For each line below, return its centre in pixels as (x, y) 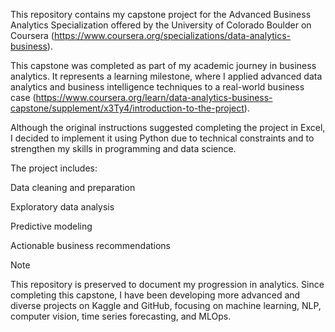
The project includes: (54, 168)
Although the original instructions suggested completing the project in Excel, (168, 127)
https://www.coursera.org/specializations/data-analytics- (172, 35)
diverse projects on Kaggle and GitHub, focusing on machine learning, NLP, (166, 305)
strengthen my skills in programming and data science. (123, 148)
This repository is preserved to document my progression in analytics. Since (167, 284)
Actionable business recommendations (91, 245)
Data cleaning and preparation (73, 187)
